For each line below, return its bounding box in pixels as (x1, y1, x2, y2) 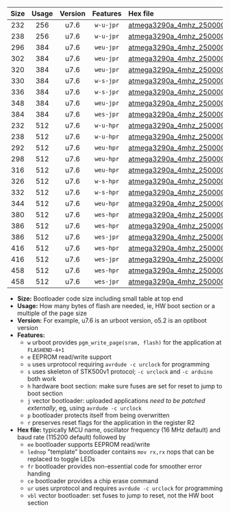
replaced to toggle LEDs (27, 455, 96, 463)
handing (27, 469, 51, 478)
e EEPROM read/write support (27, 353, 112, 361)
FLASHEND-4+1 (27, 347, 65, 353)
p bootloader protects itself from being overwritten (27, 411, 170, 419)
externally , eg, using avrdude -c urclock (27, 404, 142, 412)
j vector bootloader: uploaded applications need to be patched (27, 397, 205, 404)
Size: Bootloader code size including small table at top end (16, 294, 183, 303)
